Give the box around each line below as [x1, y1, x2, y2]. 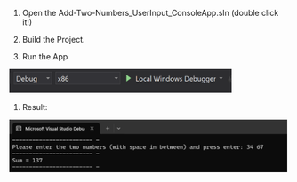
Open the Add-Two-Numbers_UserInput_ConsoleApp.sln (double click [21, 8, 279, 18]
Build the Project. [21, 35, 86, 44]
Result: [21, 102, 48, 113]
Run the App [21, 51, 68, 61]
